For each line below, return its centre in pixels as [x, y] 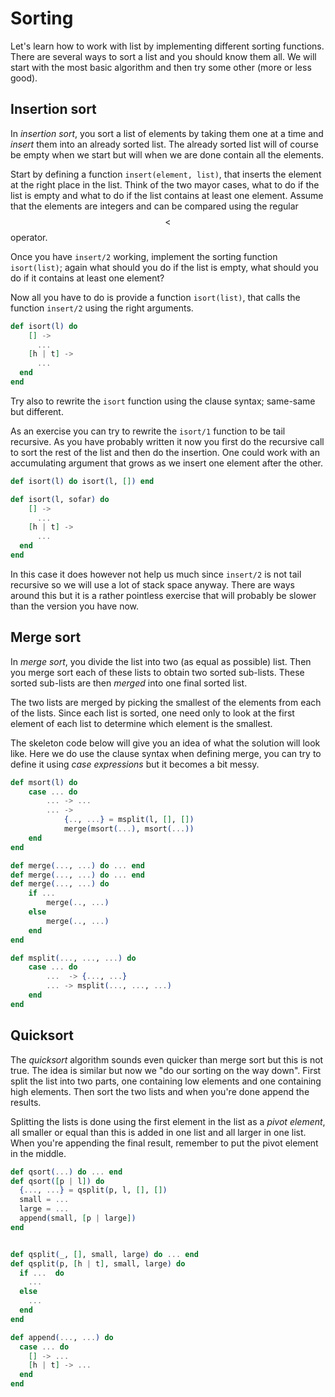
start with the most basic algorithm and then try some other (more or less [161, 67]
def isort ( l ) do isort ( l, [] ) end [82, 481]
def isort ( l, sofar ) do [60, 499]
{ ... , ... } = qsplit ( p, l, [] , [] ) [93, 1190]
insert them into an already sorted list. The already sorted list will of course [164, 144]
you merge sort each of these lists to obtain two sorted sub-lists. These [157, 672]
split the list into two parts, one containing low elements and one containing [166, 1081]
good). [24, 78]
